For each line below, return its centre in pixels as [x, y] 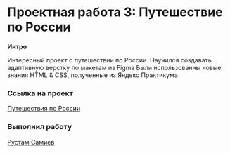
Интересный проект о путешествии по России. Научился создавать [110, 60]
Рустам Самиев [31, 142]
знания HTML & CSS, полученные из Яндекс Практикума [92, 75]
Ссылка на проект [40, 93]
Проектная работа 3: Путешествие [115, 12]
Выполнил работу [40, 127]
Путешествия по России [44, 109]
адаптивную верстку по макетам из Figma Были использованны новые [114, 67]
